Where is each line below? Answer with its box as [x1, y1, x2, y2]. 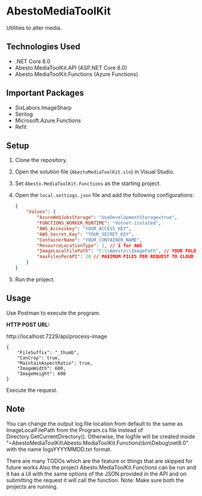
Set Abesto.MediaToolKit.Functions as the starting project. [14, 180, 161, 187]
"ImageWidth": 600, [17, 365, 66, 371]
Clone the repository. [14, 157, 68, 164]
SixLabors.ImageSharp [14, 104, 72, 111]
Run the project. [14, 275, 55, 283]
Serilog [14, 110, 33, 118]
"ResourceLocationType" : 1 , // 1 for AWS [37, 242, 143, 248]
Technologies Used [6, 42, 80, 52]
